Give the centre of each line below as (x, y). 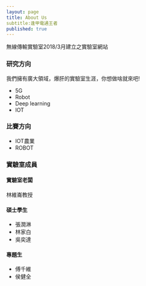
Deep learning (33, 103)
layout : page (23, 12)
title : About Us (27, 18)
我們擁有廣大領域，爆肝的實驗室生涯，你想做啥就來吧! (73, 78)
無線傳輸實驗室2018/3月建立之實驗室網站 (57, 47)
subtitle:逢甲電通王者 (32, 23)
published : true (27, 29)
